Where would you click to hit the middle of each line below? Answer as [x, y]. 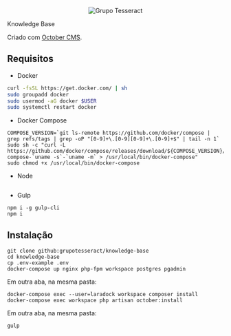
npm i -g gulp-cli [33, 208]
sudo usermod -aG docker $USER [52, 101]
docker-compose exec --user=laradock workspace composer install [102, 295]
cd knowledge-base [33, 257]
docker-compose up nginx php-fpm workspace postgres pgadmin [97, 269]
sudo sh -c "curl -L [37, 145]
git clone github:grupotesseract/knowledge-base [78, 251]
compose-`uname [29, 157]
